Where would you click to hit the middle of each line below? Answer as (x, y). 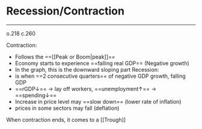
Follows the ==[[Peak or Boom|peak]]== (65, 57)
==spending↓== (36, 95)
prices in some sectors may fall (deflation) (67, 108)
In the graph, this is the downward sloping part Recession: (87, 69)
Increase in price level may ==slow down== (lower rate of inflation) (98, 101)
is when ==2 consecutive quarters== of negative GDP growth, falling (100, 76)
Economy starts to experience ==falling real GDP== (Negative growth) (102, 63)
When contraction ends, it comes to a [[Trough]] (66, 119)
